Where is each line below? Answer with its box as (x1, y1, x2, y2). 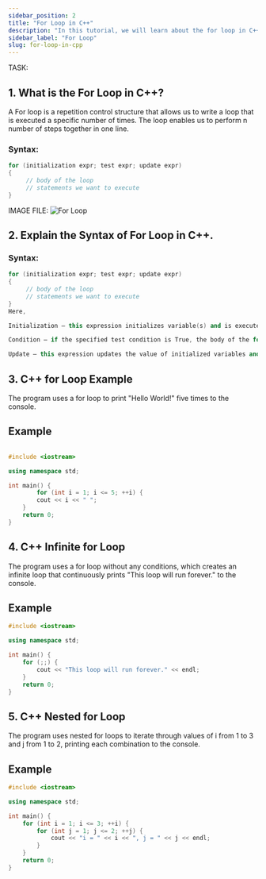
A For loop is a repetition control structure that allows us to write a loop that (8, 106, 254, 116)
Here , (8, 307, 26, 315)
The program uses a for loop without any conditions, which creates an (8, 561, 237, 571)
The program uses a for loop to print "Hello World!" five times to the (8, 393, 230, 403)
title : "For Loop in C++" (8, 19, 93, 27)
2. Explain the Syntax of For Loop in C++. (8, 229, 214, 242)
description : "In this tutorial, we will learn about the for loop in (8, 26, 246, 34)
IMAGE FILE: (8, 206, 49, 215)
